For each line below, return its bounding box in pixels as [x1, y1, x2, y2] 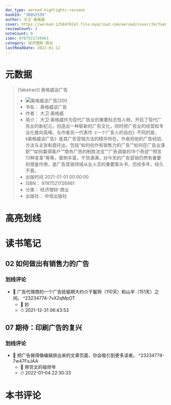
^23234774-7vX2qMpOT [22, 295, 75, 301]
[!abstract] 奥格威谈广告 [17, 86, 68, 93]
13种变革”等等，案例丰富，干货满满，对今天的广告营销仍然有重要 [25, 155, 162, 161]
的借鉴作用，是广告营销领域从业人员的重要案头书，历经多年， [25, 161, 155, 167]
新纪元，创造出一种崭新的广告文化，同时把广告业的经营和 [39, 123, 159, 129]
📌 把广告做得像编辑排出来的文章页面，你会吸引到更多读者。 [12, 352, 137, 359]
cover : [5, 21, 19, 27]
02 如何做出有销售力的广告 [5, 259, 90, 268]
